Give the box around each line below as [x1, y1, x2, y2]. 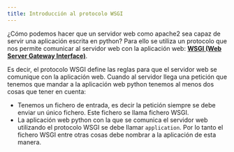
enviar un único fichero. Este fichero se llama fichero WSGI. [17, 108, 189, 116]
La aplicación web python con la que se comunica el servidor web [17, 116, 208, 124]
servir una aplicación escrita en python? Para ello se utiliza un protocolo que [7, 36, 227, 45]
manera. [17, 137, 42, 146]
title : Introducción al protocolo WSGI [7, 10, 124, 17]
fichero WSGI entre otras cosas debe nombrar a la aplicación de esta [17, 130, 217, 139]
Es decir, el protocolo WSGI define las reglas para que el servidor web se [7, 65, 218, 73]
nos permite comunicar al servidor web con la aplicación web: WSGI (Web [7, 44, 222, 52]
